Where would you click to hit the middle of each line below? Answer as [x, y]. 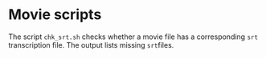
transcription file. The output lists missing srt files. [91, 44]
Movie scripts [55, 15]
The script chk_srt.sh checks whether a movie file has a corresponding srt [133, 37]
